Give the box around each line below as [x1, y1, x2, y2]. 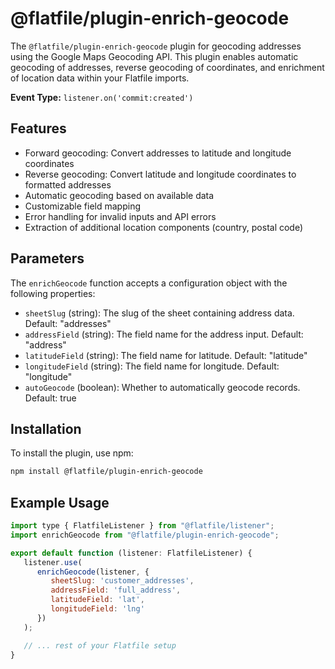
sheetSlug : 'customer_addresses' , [50, 576, 195, 586]
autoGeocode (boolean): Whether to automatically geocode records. [24, 381, 301, 393]
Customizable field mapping [24, 200, 141, 212]
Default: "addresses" [24, 317, 112, 329]
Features [10, 120, 67, 137]
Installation [10, 420, 82, 437]
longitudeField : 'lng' [50, 604, 145, 614]
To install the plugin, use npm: [10, 447, 134, 459]
